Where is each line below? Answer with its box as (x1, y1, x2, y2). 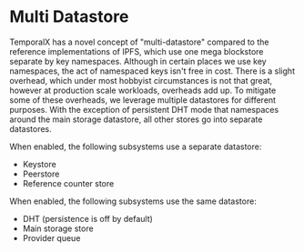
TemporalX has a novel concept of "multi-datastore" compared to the (9, 36, 269, 47)
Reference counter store (22, 177, 115, 188)
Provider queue (22, 232, 81, 243)
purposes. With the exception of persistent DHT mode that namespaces (9, 104, 279, 115)
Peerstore (22, 168, 60, 179)
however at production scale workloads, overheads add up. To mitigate (9, 85, 277, 96)
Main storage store (22, 223, 94, 234)
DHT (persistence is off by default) (22, 213, 153, 224)
